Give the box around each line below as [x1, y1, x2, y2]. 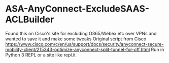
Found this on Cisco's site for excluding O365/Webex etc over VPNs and [5, 30, 157, 36]
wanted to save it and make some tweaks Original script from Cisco [5, 36, 147, 42]
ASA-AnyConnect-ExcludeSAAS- [5, 3, 150, 15]
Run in [151, 46, 164, 52]
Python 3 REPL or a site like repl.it [5, 51, 76, 58]
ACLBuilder [5, 14, 54, 25]
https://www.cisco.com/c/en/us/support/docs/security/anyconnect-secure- [5, 41, 164, 47]
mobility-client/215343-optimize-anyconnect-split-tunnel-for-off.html [5, 46, 150, 52]
